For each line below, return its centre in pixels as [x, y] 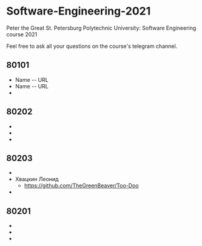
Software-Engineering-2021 [79, 11]
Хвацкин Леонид [37, 179]
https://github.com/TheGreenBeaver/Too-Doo [81, 185]
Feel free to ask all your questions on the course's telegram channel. [92, 46]
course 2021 [22, 34]
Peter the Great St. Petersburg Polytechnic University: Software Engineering [101, 28]
